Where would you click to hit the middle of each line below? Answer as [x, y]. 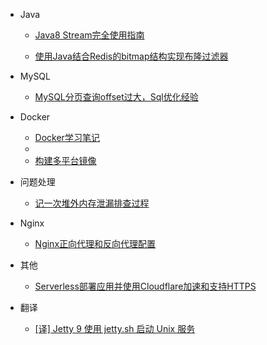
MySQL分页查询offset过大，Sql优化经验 [116, 97]
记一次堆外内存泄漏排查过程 [92, 203]
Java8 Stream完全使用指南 [89, 35]
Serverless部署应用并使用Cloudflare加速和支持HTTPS [145, 286]
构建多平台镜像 [65, 160]
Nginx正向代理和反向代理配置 [95, 243]
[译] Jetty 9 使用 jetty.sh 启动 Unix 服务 [115, 328]
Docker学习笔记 [67, 137]
